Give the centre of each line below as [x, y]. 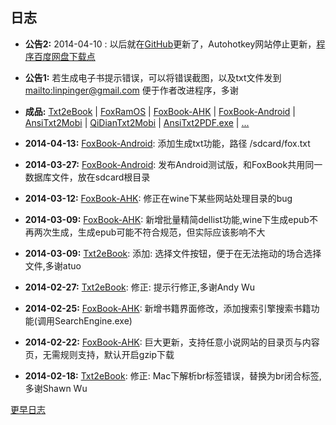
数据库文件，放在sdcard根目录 [87, 177]
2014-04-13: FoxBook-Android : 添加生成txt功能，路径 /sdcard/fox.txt [167, 143]
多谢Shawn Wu [56, 388]
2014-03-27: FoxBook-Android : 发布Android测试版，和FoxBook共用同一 [173, 164]
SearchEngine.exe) [93, 320]
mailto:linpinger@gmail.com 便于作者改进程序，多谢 [131, 90]
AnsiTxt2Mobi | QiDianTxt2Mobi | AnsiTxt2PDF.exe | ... [137, 122]
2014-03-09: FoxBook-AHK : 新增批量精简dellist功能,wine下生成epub [167, 219]
